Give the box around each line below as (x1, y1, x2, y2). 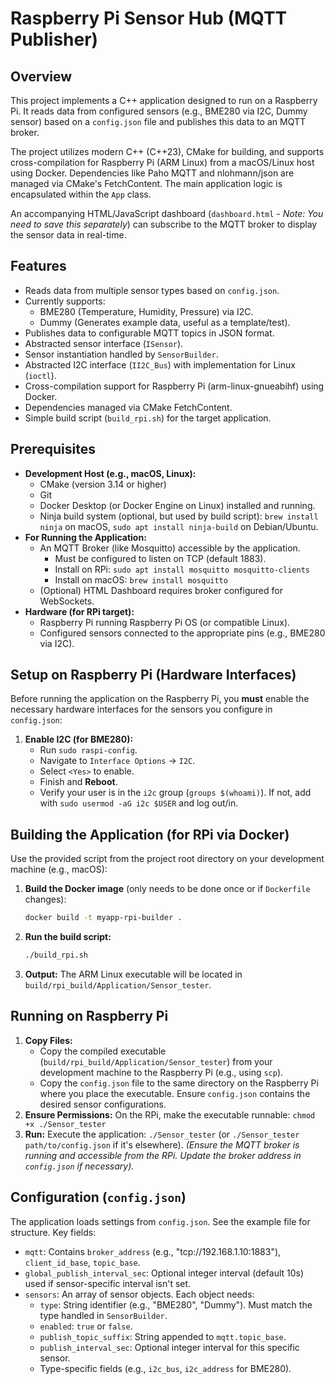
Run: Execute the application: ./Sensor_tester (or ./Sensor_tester (24, 1128, 300, 1140)
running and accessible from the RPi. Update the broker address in (24, 1149, 302, 1161)
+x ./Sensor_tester (24, 1119, 107, 1129)
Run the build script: (24, 931, 112, 943)
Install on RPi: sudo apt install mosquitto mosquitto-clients (54, 563, 310, 575)
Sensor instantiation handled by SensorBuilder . (24, 348, 219, 360)
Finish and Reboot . (39, 776, 118, 788)
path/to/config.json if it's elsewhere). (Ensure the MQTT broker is (24, 1138, 300, 1151)
